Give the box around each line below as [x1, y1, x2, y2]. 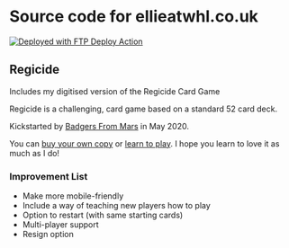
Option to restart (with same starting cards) [22, 209, 184, 221]
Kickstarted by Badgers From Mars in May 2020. [9, 120, 189, 131]
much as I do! [9, 147, 60, 158]
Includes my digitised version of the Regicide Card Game [9, 85, 221, 96]
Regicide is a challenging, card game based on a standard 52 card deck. [9, 103, 277, 114]
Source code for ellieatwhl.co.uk [9, 6, 259, 27]
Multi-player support [22, 219, 99, 230]
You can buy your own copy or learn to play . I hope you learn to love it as [9, 137, 280, 149]
